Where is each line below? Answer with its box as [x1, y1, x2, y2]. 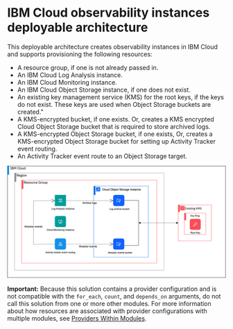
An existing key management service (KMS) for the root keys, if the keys [17, 92, 224, 101]
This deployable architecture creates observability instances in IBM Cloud [7, 42, 218, 51]
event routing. [17, 144, 58, 153]
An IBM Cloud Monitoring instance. [17, 78, 118, 86]
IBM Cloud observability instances [7, 5, 210, 21]
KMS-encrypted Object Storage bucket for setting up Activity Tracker [17, 137, 216, 145]
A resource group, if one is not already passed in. [17, 63, 159, 71]
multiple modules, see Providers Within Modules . [7, 314, 147, 322]
